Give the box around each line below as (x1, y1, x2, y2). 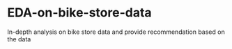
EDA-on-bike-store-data (7, 5, 152, 21)
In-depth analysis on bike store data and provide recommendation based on (7, 28, 225, 36)
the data (7, 35, 31, 43)
